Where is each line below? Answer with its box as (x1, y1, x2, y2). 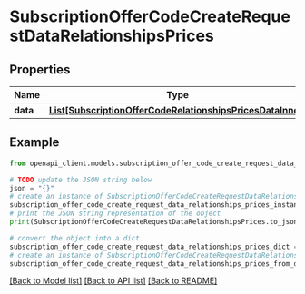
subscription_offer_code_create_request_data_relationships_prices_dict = (9, 242, 299, 251)
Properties (9, 62, 71, 77)
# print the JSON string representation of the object (9, 209, 221, 219)
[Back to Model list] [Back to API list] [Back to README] (9, 275, 218, 287)
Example (9, 134, 60, 151)
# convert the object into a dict (9, 233, 141, 242)
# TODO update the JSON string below (9, 175, 152, 184)
